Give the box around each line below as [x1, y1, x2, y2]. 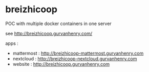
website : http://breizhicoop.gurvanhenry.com [12, 61, 110, 67]
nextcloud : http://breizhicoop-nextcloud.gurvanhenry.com [12, 55, 137, 62]
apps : [5, 40, 19, 46]
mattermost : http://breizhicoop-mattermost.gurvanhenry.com [12, 50, 144, 56]
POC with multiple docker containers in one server [5, 20, 112, 27]
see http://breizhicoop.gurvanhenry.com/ [5, 30, 93, 36]
